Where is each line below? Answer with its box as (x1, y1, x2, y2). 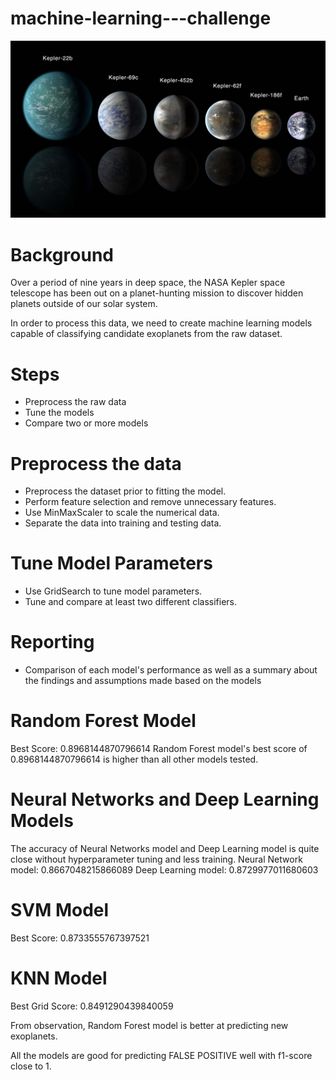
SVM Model (10, 899, 110, 922)
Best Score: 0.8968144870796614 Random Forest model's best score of (10, 743, 308, 755)
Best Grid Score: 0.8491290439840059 (10, 1000, 174, 1012)
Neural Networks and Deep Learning (10, 788, 320, 811)
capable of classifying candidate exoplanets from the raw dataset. (10, 328, 283, 340)
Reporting (10, 631, 95, 654)
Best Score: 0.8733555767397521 (10, 932, 150, 944)
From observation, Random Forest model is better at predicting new (10, 1019, 289, 1031)
